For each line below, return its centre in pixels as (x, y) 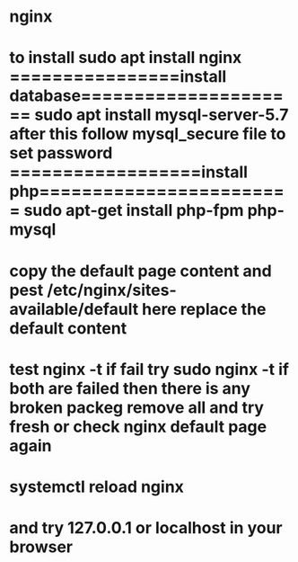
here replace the (204, 309)
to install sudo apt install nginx (126, 58)
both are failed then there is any (130, 388)
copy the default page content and (140, 271)
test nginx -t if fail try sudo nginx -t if (149, 369)
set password (61, 153)
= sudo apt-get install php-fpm (127, 211)
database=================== (147, 96)
